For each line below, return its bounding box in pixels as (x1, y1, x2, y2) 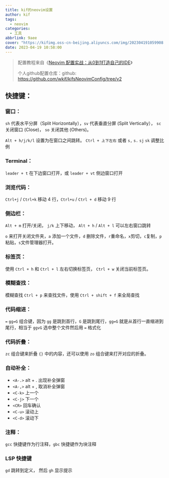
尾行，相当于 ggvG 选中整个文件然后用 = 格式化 (5, 325, 101, 331)
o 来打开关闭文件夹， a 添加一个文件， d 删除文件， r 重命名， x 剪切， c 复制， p (5, 233, 162, 240)
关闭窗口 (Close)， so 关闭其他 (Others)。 (5, 127, 92, 133)
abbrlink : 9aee (5, 36, 37, 41)
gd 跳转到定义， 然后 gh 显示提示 (5, 467, 73, 473)
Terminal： (5, 157, 33, 164)
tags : (5, 17, 17, 22)
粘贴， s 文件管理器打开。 (5, 240, 57, 246)
